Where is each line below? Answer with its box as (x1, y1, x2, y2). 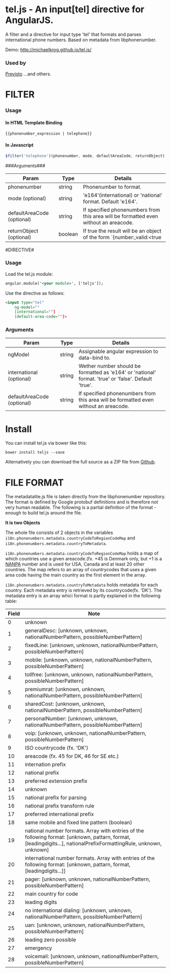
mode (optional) (8, 195, 46, 202)
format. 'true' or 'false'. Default (78, 375, 152, 382)
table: (5, 598, 17, 604)
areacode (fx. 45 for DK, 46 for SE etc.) (24, 753, 119, 760)
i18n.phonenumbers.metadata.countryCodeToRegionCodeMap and (5, 535, 136, 541)
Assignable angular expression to (78, 348, 159, 355)
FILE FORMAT (5, 477, 64, 488)
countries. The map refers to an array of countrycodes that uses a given (5, 567, 157, 573)
